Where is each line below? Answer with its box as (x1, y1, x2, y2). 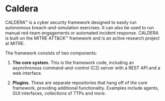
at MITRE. (5, 40, 25, 46)
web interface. (12, 70, 42, 76)
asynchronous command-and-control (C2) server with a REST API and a (12, 65, 161, 71)
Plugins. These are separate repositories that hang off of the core (12, 80, 148, 86)
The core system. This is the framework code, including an (12, 59, 134, 65)
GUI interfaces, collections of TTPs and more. (12, 90, 106, 96)
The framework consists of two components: (5, 50, 97, 56)
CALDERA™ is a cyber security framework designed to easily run (5, 19, 137, 25)
